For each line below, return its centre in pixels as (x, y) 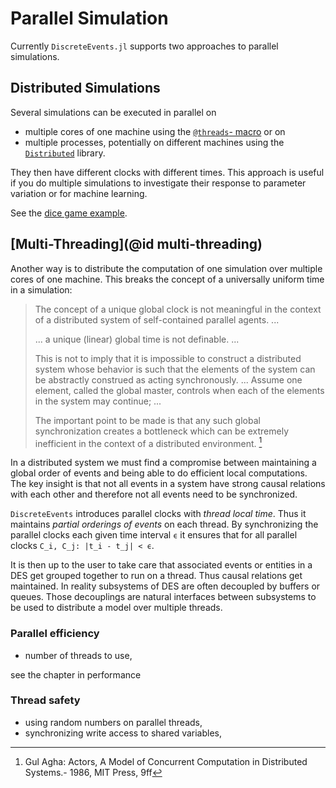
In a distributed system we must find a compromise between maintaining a (163, 463)
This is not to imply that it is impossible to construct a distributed (168, 358)
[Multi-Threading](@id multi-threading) (136, 244)
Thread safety (45, 700)
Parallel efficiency (55, 634)
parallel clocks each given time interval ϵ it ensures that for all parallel (154, 535)
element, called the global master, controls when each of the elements (179, 390)
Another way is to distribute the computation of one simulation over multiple (166, 268)
